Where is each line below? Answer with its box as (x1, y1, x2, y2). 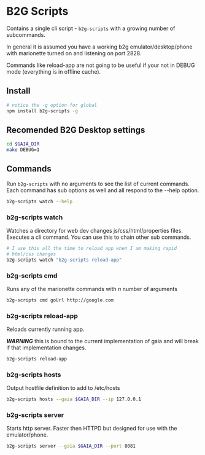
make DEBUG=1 (6, 147, 40, 153)
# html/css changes (6, 251, 56, 257)
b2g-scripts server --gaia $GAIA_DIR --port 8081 (6, 443, 136, 449)
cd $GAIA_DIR (6, 141, 40, 147)
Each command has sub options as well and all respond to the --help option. (6, 186, 199, 194)
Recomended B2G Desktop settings (6, 125, 145, 135)
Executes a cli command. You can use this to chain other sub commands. (6, 233, 191, 241)
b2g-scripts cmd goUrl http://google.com (6, 297, 114, 303)
